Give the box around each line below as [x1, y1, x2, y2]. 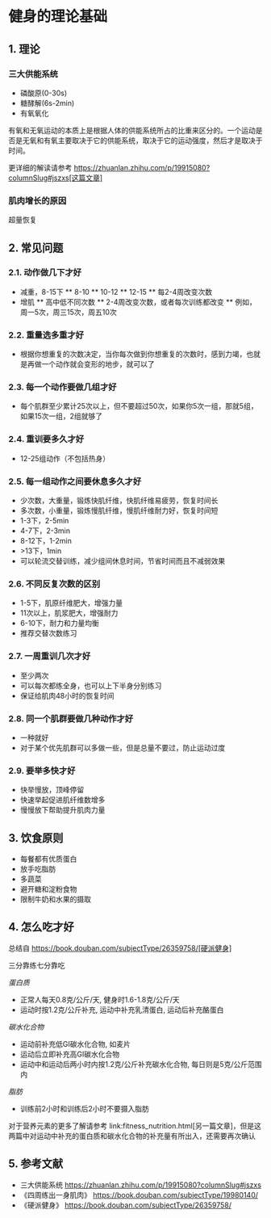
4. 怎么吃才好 [8, 920, 74, 934]
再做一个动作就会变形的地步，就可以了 [27, 359, 155, 369]
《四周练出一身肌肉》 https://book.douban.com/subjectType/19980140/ [19, 1190, 259, 1199]
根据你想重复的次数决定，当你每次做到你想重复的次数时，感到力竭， [19, 349, 247, 359]
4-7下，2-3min [19, 526, 71, 535]
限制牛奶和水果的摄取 [19, 894, 91, 905]
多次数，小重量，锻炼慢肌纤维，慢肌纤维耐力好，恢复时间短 [19, 506, 219, 515]
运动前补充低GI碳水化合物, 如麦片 [19, 1039, 131, 1048]
